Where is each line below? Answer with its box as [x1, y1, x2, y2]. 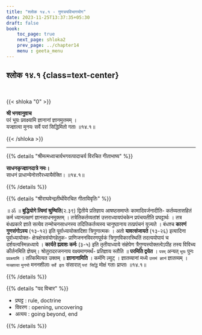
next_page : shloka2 [17, 37, 66, 43]
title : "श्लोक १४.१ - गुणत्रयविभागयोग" [6, 8, 86, 15]
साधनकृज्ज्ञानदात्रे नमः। [6, 164, 50, 171]
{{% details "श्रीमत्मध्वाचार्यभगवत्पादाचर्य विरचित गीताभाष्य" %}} [6, 152, 133, 159]
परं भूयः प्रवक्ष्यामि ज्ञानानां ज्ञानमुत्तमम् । [6, 116, 77, 123]
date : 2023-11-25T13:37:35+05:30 [6, 14, 90, 20]
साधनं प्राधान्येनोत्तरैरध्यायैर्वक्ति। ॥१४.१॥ [6, 171, 85, 178]
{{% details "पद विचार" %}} [6, 284, 69, 292]
